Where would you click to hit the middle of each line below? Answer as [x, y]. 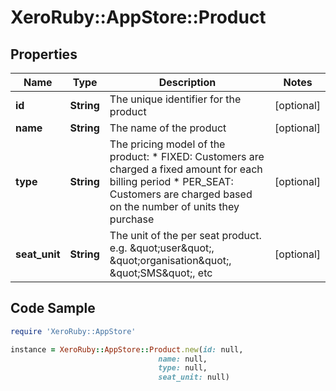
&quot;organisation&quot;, [170, 260]
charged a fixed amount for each [186, 169]
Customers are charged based [181, 194]
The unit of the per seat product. [185, 235]
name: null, [183, 359]
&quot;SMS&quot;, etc [161, 273]
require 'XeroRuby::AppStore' [73, 331]
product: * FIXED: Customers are [187, 156]
